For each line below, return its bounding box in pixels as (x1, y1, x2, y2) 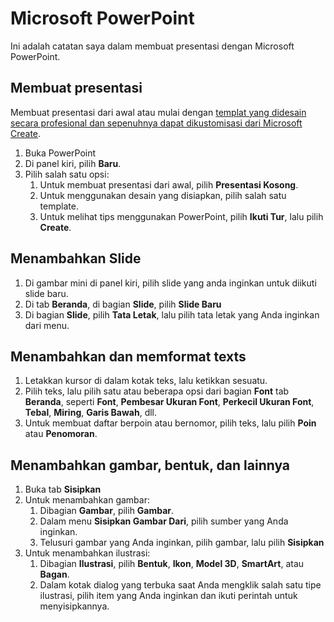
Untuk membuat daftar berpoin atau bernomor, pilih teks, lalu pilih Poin (24, 417, 317, 429)
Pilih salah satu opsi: (24, 168, 110, 180)
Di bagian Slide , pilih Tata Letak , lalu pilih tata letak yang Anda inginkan (24, 308, 320, 321)
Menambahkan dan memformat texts (10, 348, 247, 365)
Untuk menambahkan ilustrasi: (24, 547, 151, 559)
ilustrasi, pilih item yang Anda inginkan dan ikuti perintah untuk (39, 590, 298, 602)
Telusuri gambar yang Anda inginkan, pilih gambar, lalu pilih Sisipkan (39, 537, 325, 549)
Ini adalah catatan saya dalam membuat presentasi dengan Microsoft (10, 40, 295, 52)
